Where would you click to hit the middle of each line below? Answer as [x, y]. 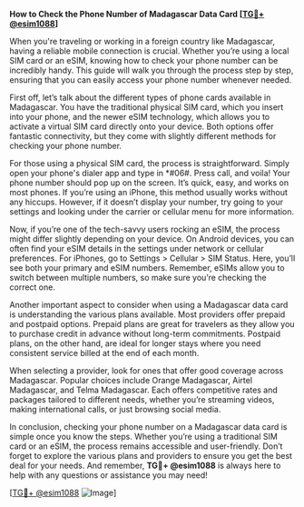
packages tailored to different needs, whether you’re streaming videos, [142, 399]
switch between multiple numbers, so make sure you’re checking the [138, 278]
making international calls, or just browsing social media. [115, 409]
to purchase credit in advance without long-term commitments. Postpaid [145, 333]
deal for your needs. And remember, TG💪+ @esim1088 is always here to [145, 465]
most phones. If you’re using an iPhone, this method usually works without [149, 192]
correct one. [33, 287]
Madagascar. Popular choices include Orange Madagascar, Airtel [131, 380]
